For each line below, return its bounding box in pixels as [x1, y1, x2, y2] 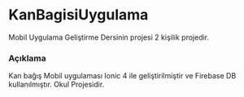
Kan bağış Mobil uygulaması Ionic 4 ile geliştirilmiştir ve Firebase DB [8, 71, 237, 81]
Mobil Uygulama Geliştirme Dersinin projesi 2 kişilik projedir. [8, 32, 210, 42]
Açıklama [8, 53, 46, 64]
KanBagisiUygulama [8, 6, 149, 24]
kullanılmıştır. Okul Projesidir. [8, 79, 105, 90]
